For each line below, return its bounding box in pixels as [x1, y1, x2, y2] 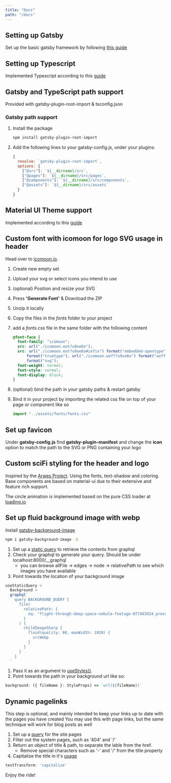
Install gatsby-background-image [5, 527, 75, 533]
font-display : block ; [17, 372, 64, 378]
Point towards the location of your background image [12, 573, 125, 579]
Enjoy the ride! [5, 772, 36, 778]
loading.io [5, 499, 26, 505]
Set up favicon [5, 425, 52, 434]
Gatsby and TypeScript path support [5, 88, 124, 96]
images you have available [20, 568, 76, 574]
